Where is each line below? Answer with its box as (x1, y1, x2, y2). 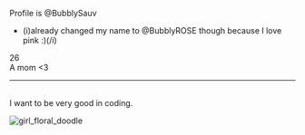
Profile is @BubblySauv (9, 8, 97, 18)
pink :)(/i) (22, 35, 57, 45)
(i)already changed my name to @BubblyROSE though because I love (22, 25, 282, 35)
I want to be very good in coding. (9, 98, 133, 108)
